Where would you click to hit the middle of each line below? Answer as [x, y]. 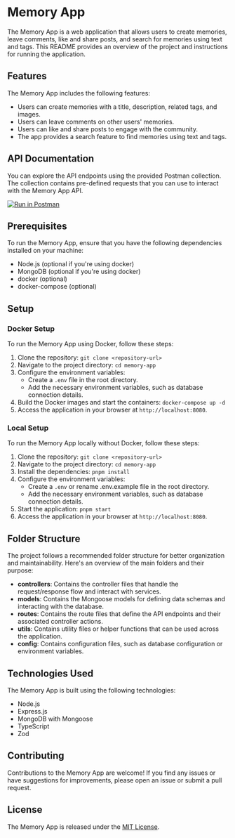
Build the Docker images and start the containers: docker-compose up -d [121, 402]
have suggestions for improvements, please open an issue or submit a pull [115, 780]
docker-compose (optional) [57, 287]
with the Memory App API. [45, 190]
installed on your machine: [46, 251]
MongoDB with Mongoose [55, 719]
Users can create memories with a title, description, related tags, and [117, 107]
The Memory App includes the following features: [79, 93]
